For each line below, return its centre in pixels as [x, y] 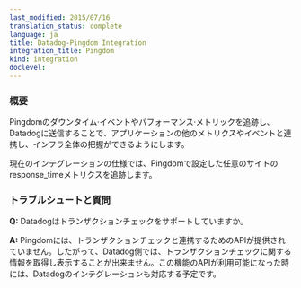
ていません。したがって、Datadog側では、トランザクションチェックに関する [150, 251]
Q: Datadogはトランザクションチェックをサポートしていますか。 [129, 222]
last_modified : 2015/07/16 [60, 17]
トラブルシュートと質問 [60, 200]
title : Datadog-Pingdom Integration [78, 43]
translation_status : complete [66, 26]
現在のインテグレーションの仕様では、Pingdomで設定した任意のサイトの [144, 163]
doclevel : [28, 68]
